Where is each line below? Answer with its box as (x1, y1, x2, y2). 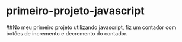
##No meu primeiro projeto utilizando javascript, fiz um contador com (6, 24, 177, 31)
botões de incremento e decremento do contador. (6, 30, 128, 37)
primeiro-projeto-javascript (6, 4, 145, 18)
